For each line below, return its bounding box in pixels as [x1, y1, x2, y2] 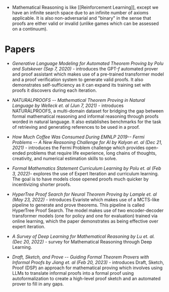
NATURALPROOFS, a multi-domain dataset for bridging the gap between [12, 107, 164, 114]
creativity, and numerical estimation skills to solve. [12, 155, 117, 161]
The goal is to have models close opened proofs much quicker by [12, 176, 149, 182]
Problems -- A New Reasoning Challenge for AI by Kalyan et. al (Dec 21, [12, 139, 162, 145]
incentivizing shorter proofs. [12, 181, 71, 187]
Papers [5, 44, 35, 55]
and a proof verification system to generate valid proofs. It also [12, 76, 144, 83]
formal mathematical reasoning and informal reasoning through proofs [12, 113, 159, 119]
